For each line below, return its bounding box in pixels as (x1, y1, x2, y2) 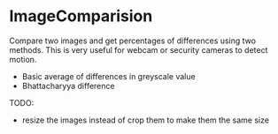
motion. (9, 54, 37, 64)
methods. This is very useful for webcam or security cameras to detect (9, 44, 268, 55)
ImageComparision (9, 6, 153, 26)
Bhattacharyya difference (21, 80, 115, 91)
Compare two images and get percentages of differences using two (9, 35, 257, 46)
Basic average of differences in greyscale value (21, 71, 197, 81)
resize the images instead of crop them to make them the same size (21, 115, 270, 125)
